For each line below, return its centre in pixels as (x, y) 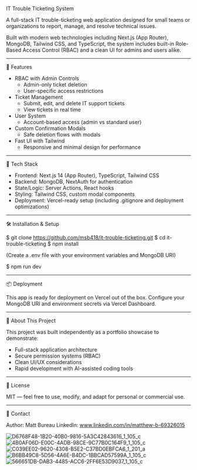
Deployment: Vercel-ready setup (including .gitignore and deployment (99, 200)
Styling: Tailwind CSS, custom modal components (74, 194)
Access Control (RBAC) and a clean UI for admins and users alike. (102, 50)
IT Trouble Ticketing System (40, 9)
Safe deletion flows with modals (62, 134)
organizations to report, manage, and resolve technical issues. (81, 26)
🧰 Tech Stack (22, 164)
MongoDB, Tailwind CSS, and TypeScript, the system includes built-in (90, 44)
